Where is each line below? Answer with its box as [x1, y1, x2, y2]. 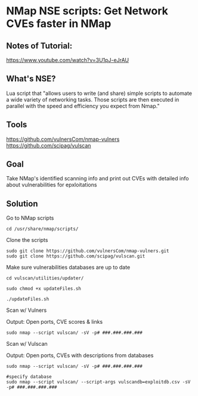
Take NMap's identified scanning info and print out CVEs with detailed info [6, 175, 189, 182]
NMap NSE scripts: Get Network [6, 4, 168, 18]
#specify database [6, 374, 52, 380]
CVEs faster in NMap [6, 17, 112, 30]
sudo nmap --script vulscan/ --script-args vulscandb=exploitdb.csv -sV [6, 379, 191, 385]
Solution [6, 198, 38, 208]
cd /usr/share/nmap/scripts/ [6, 226, 79, 232]
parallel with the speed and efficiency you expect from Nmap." [6, 102, 160, 109]
